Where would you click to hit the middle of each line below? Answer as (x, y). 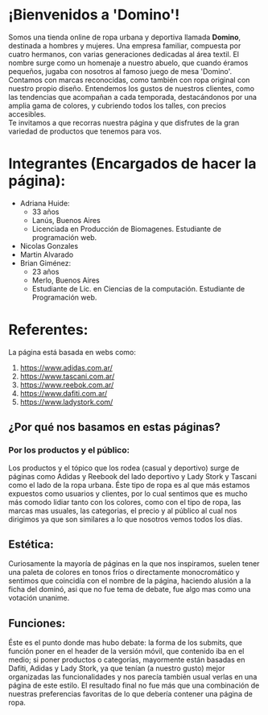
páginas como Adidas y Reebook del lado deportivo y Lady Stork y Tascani (133, 476)
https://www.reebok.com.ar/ (67, 385)
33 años (45, 212)
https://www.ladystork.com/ (66, 402)
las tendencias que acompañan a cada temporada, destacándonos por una (133, 97)
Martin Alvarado (47, 254)
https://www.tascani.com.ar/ (67, 376)
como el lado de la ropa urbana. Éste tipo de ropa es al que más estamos (129, 485)
